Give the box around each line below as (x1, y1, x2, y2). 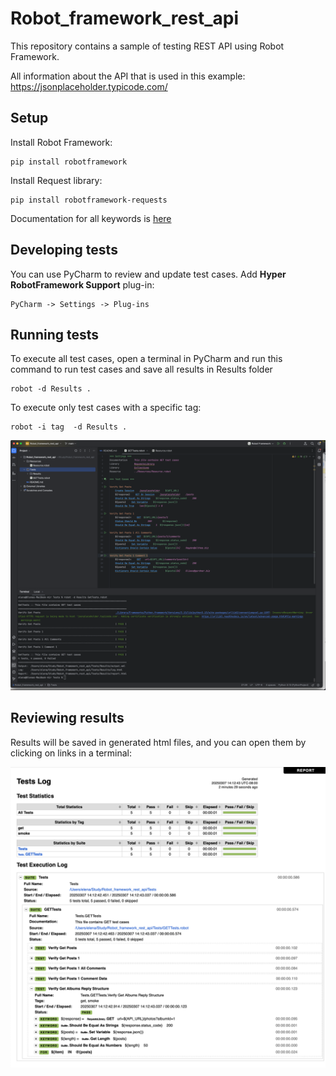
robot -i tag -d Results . (10, 422, 128, 432)
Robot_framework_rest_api (10, 7, 239, 30)
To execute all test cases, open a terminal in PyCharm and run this (10, 353, 283, 365)
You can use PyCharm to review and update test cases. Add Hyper (10, 268, 287, 280)
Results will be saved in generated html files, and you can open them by (10, 736, 307, 748)
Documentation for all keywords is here (10, 212, 172, 224)
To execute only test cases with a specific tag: (10, 402, 202, 414)
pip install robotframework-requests (10, 195, 168, 205)
